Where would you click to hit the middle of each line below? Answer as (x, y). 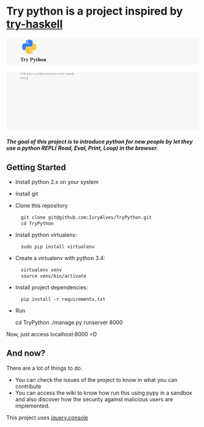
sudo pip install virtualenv (58, 247)
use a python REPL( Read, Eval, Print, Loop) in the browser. (82, 148)
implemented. (32, 406)
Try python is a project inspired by (95, 11)
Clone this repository (41, 205)
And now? (26, 354)
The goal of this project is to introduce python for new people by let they (100, 142)
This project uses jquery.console (47, 417)
